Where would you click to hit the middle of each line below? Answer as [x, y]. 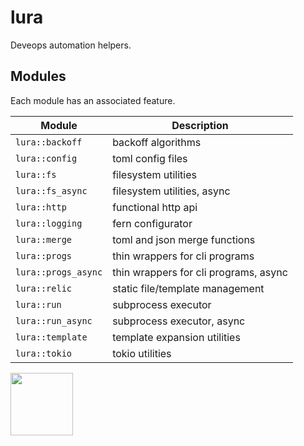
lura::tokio [44, 353]
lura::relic [44, 288]
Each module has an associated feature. [93, 100]
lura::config [46, 158]
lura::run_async [54, 320]
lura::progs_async [59, 272]
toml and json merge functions [184, 239]
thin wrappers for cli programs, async [200, 272]
